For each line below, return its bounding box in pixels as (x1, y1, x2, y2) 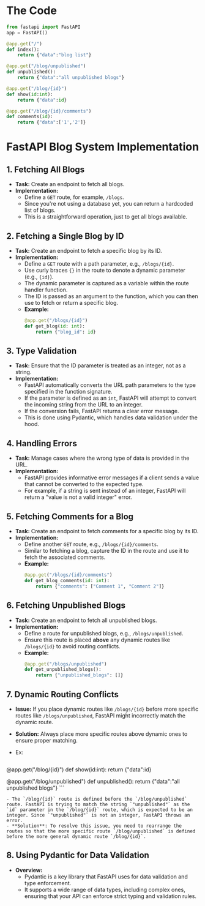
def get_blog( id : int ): (24, 323, 86, 329)
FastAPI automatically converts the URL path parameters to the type (24, 381, 196, 389)
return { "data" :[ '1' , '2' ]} (17, 119, 86, 125)
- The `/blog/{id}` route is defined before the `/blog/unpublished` (6, 796, 188, 802)
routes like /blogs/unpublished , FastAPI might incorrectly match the (15, 711, 186, 719)
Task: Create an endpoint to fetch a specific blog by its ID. (15, 247, 162, 254)
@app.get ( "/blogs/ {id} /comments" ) (24, 572, 113, 578)
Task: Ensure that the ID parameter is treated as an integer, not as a (15, 362, 186, 369)
